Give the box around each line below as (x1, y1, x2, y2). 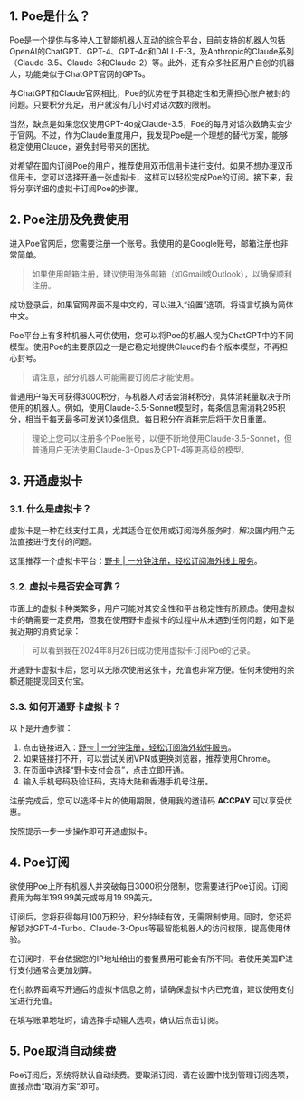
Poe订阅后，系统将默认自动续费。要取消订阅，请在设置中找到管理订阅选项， (9, 1069, 294, 1080)
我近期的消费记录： (9, 625, 81, 637)
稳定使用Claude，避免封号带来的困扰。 (9, 141, 156, 151)
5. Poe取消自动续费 (9, 1044, 117, 1059)
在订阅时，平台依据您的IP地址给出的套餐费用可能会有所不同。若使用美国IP (9, 953, 286, 964)
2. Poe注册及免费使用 (9, 212, 129, 228)
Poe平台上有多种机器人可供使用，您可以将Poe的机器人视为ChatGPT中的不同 (9, 329, 294, 340)
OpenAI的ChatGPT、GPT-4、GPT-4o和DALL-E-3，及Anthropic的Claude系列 (9, 45, 295, 56)
